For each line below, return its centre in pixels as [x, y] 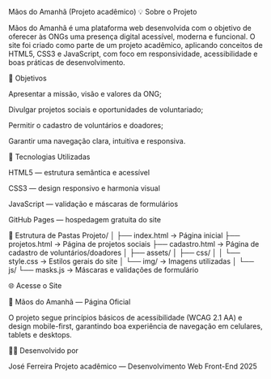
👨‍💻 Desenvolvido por [44, 351]
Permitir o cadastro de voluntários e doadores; [86, 125]
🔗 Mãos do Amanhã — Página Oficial [70, 302]
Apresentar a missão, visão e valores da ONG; [85, 94]
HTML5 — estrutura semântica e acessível [79, 172]
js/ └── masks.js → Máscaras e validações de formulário [104, 270]
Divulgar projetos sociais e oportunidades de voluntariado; [106, 110]
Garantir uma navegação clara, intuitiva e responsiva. [97, 141]
